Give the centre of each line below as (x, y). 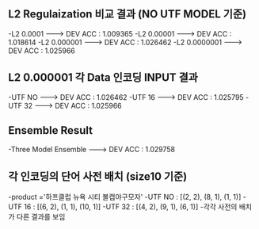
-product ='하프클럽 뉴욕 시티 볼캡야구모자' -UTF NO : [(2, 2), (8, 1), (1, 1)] (125, 197)
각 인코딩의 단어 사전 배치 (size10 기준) (98, 176)
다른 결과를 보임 (41, 217)
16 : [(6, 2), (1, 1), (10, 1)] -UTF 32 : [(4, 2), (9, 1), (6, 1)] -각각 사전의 (130, 207)
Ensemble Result (51, 130)
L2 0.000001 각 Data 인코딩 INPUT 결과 (103, 78)
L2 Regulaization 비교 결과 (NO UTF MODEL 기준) (128, 14)
